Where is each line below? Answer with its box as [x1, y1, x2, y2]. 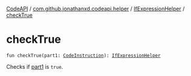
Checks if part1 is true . [6, 63, 63, 70]
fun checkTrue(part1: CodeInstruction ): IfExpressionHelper [6, 52, 161, 59]
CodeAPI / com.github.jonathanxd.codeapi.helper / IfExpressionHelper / [6, 5, 185, 12]
